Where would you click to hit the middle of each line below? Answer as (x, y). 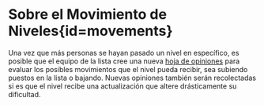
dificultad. (25, 94)
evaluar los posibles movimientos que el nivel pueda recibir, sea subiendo (128, 69)
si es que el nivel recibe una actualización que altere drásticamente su (123, 86)
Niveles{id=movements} (91, 31)
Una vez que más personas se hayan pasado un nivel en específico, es (124, 52)
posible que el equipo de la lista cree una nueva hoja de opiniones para (124, 61)
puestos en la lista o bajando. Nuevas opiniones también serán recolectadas (132, 78)
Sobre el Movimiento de (88, 14)
